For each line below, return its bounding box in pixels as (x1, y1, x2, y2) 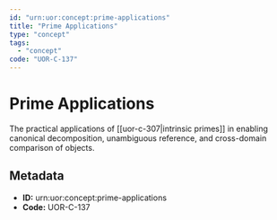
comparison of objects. (9, 142, 95, 153)
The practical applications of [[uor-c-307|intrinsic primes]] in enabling (9, 123, 269, 134)
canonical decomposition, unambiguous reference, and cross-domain (9, 132, 267, 144)
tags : (9, 38, 30, 48)
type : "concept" (9, 30, 70, 39)
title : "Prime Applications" (9, 22, 118, 31)
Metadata (9, 168, 65, 184)
